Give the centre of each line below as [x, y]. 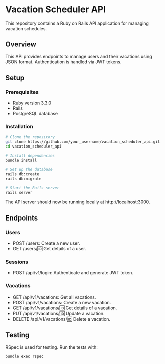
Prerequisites [22, 92]
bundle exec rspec [24, 356]
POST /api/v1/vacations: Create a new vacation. [62, 302]
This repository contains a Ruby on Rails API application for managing [77, 23]
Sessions [17, 262]
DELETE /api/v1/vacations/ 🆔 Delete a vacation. [61, 319]
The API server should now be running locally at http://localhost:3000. [78, 202]
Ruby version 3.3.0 [32, 103]
